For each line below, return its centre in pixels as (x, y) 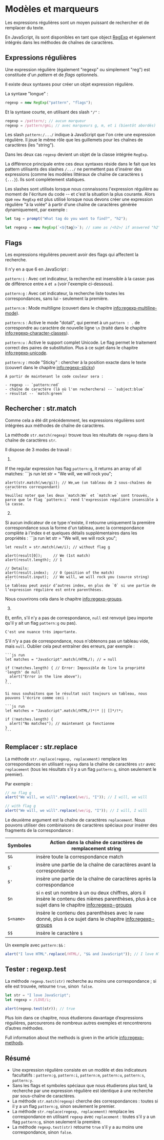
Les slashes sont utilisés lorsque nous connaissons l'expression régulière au (82, 189)
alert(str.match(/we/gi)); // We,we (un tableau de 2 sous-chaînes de (78, 483)
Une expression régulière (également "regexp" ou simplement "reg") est (78, 69)
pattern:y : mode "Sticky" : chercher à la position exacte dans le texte (76, 362)
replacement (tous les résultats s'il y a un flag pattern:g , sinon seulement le (81, 769)
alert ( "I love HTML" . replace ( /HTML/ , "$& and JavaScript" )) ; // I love (79, 954)
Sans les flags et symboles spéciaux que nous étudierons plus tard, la (82, 1086)
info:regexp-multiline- (135, 308)
